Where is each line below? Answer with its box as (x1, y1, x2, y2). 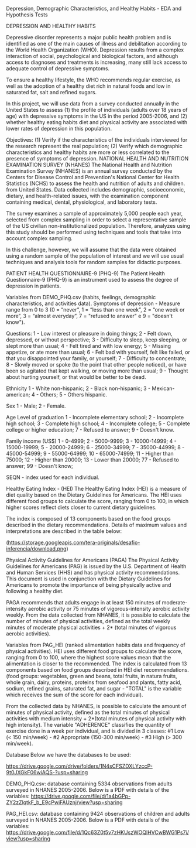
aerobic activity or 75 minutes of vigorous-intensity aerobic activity (27, 606, 190, 612)
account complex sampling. (6, 235, 73, 242)
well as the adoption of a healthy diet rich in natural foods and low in (6, 83, 171, 90)
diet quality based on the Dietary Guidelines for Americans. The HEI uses (6, 491, 182, 498)
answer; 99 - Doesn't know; (6, 463, 73, 469)
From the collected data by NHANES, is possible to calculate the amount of (6, 703, 187, 709)
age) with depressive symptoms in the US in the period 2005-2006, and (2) (6, 112, 188, 119)
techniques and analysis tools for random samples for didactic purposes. (6, 259, 182, 265)
